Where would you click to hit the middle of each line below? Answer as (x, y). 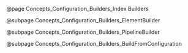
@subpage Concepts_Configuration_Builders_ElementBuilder (83, 20)
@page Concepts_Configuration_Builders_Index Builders (77, 9)
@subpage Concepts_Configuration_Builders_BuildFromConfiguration (94, 44)
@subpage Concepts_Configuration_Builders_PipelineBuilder (83, 32)
